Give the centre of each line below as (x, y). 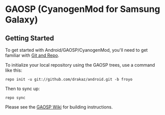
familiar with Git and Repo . (32, 55)
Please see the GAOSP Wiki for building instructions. (59, 107)
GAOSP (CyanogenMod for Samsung (83, 9)
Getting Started (30, 38)
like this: (14, 70)
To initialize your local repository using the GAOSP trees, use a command (80, 65)
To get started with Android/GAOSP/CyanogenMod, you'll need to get (77, 50)
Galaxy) (22, 20)
